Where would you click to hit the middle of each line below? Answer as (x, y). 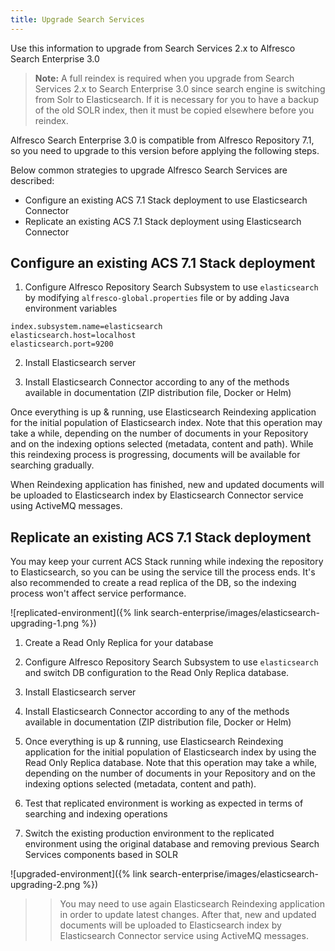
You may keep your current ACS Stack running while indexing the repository (167, 562)
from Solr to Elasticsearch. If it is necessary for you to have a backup (177, 99)
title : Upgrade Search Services (77, 19)
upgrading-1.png (44, 623)
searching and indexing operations (96, 814)
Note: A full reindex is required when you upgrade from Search (164, 78)
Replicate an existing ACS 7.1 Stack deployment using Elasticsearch (163, 221)
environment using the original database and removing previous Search (172, 844)
